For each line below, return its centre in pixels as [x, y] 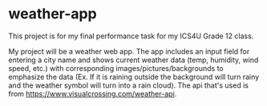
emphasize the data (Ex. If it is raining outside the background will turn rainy [134, 77]
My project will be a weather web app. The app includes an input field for [129, 51]
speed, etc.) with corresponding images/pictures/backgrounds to [116, 68]
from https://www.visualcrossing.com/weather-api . [93, 93]
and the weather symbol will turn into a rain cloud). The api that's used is [128, 85]
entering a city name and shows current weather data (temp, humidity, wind [133, 60]
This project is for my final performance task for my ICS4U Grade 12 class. [131, 36]
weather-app [53, 14]
